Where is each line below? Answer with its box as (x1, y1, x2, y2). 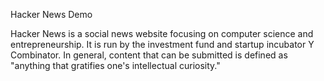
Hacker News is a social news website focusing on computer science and (10, 28, 314, 39)
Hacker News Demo (10, 9, 93, 20)
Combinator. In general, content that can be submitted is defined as (10, 49, 288, 61)
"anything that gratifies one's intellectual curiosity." (10, 60, 221, 71)
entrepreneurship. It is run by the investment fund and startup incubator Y (10, 39, 315, 50)
